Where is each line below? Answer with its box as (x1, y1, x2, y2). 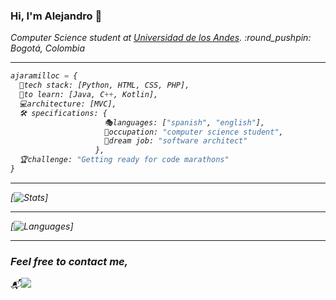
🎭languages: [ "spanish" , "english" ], (104, 117, 266, 128)
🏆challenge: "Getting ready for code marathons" (19, 155, 230, 165)
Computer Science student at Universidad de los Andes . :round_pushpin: (10, 32, 312, 44)
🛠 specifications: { (19, 108, 108, 118)
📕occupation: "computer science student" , (104, 127, 284, 137)
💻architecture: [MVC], (19, 99, 117, 109)
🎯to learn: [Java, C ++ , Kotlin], (19, 90, 159, 100)
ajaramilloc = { (10, 71, 78, 81)
